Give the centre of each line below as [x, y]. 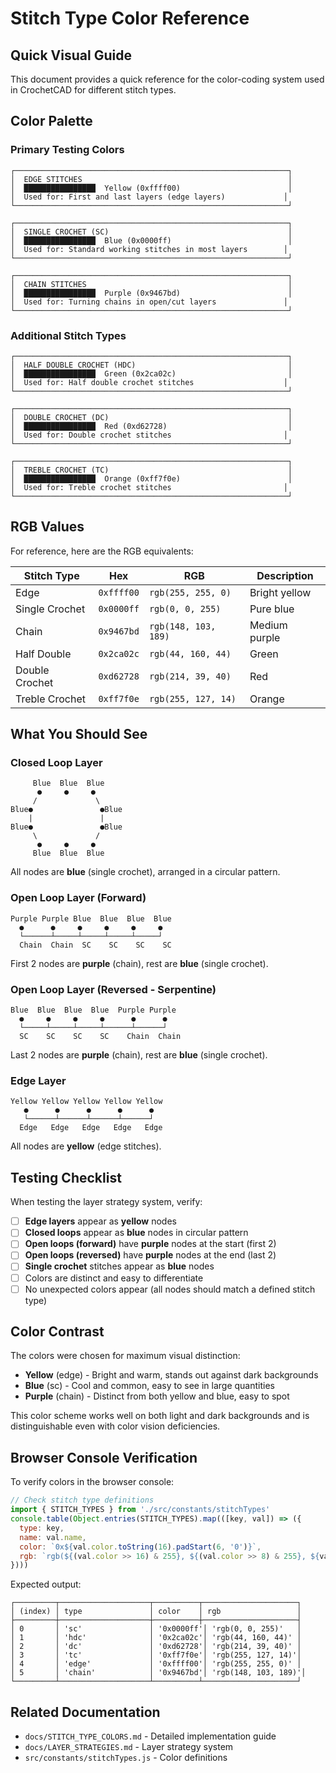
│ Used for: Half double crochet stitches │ [149, 382]
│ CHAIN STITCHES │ [151, 284]
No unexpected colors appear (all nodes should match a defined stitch [170, 1289]
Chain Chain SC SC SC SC [95, 945]
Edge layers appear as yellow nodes [100, 1221]
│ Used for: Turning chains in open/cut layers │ [149, 302]
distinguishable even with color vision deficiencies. [115, 1426]
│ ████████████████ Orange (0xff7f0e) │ [151, 478]
